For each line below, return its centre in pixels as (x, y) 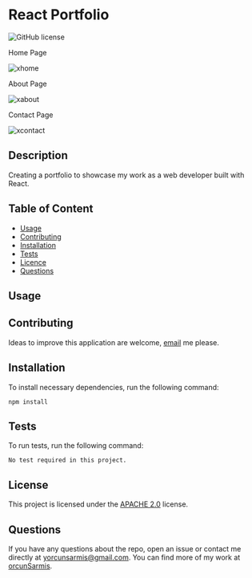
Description (38, 155)
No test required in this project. (68, 460)
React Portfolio (59, 15)
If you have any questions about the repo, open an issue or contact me (125, 549)
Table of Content (51, 209)
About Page (28, 83)
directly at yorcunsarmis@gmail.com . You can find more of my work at (124, 558)
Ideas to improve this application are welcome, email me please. (114, 342)
